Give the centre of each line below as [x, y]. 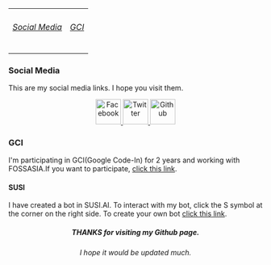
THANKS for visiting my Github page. [135, 233]
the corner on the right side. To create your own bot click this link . [118, 214]
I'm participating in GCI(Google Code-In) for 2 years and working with [124, 160]
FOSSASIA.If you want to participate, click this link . [93, 169]
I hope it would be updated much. [135, 253]
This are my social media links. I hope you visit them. [96, 87]
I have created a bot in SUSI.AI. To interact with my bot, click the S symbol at [135, 205]
